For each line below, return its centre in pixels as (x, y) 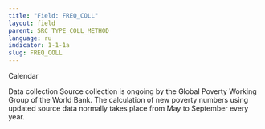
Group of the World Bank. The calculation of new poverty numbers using (128, 100)
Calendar (23, 76)
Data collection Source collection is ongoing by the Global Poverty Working (132, 91)
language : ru (30, 38)
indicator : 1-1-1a (39, 46)
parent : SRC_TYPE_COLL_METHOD (59, 30)
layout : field (32, 23)
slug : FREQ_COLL (35, 53)
